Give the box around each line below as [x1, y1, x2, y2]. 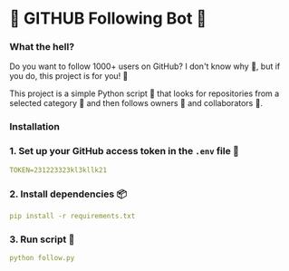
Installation [9, 121, 61, 133]
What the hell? [9, 41, 75, 53]
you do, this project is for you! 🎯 [9, 71, 129, 82]
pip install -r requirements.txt [9, 211, 136, 220]
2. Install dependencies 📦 [9, 188, 127, 200]
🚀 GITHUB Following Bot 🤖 [9, 8, 207, 29]
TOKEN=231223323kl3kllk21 [9, 165, 107, 175]
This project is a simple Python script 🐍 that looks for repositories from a [9, 88, 280, 99]
